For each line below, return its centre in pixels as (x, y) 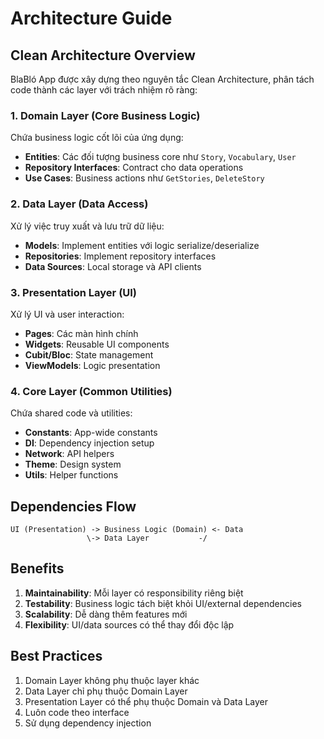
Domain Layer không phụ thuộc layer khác (112, 680)
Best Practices (56, 656)
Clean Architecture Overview (103, 55)
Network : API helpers (69, 454)
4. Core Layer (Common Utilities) (91, 391)
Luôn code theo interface (77, 712)
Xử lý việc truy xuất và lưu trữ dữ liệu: (87, 226)
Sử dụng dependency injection (88, 723)
